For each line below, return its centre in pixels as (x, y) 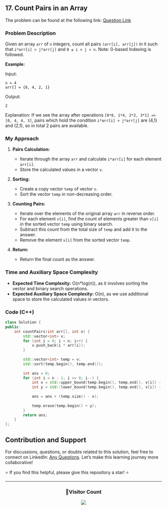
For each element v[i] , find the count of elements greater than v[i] (89, 219)
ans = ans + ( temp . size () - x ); (65, 396)
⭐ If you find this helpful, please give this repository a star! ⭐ (67, 472)
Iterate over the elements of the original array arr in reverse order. (87, 213)
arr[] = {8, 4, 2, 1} (28, 87)
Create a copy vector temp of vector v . (59, 189)
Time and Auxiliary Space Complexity (52, 272)
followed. (15, 55)
